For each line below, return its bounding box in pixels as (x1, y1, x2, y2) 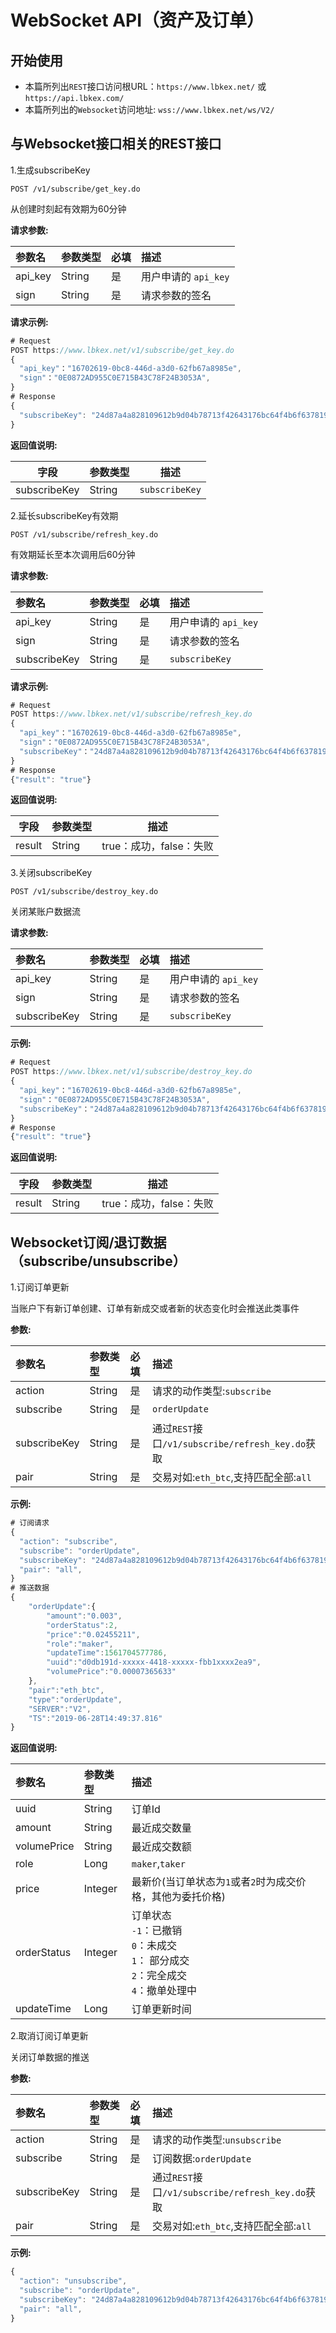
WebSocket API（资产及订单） (10, 9, 265, 32)
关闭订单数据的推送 (10, 2051, 90, 2063)
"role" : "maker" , (46, 1639, 114, 1649)
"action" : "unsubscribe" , (19, 2276, 128, 2286)
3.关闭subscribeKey (10, 867, 93, 879)
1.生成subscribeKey (10, 164, 91, 176)
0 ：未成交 (131, 1939, 177, 1953)
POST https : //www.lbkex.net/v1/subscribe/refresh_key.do (10, 709, 253, 720)
